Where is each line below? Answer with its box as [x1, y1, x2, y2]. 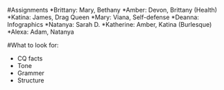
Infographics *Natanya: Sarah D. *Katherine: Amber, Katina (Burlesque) [7, 21, 212, 28]
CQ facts [17, 54, 43, 63]
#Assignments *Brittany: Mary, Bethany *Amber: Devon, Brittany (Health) [7, 6, 217, 14]
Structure [17, 76, 44, 85]
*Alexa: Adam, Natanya [7, 27, 74, 36]
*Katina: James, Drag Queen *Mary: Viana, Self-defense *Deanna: [7, 13, 200, 21]
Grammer [17, 69, 45, 77]
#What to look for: [7, 41, 59, 49]
